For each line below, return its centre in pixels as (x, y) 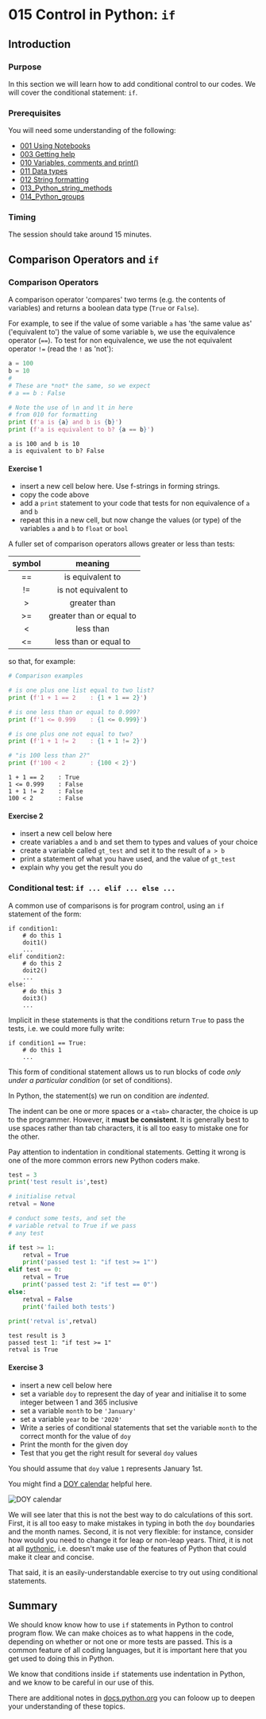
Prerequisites (35, 113)
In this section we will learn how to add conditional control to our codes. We (132, 84)
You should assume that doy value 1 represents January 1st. (106, 1468)
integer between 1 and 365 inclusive (79, 1402)
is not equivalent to (93, 590)
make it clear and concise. (51, 1557)
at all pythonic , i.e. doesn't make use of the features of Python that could (127, 1548)
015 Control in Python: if (92, 15)
